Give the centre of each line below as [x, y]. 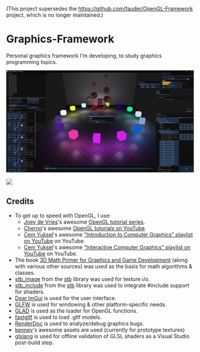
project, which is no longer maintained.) [55, 15]
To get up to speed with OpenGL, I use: [63, 216]
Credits [20, 201]
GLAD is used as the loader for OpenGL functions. [76, 311]
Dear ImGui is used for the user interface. [65, 298]
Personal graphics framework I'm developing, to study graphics [84, 56]
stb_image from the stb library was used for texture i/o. [82, 279]
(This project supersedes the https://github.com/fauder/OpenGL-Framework [100, 9]
